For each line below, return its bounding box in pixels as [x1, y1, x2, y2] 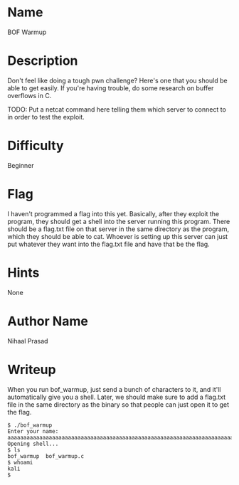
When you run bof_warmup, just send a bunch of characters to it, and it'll [7, 385, 221, 393]
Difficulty [7, 138, 64, 154]
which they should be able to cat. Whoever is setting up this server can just [7, 232, 228, 240]
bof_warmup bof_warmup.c [7, 452, 84, 459]
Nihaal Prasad [7, 336, 48, 345]
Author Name [7, 313, 89, 329]
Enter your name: [7, 427, 59, 435]
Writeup [7, 361, 56, 378]
